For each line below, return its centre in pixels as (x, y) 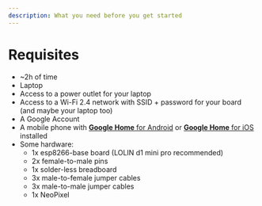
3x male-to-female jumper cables (86, 177)
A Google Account (49, 119)
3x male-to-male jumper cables (83, 186)
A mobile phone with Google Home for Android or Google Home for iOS (137, 127)
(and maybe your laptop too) (66, 110)
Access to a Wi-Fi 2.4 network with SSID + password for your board (131, 102)
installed (33, 135)
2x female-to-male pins (70, 161)
